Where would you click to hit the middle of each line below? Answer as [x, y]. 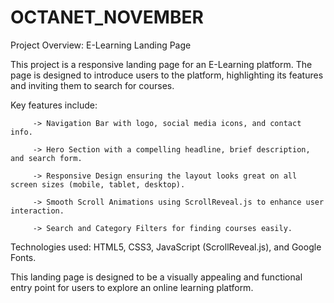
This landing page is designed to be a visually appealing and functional [156, 277]
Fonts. [23, 257]
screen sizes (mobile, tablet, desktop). [98, 184]
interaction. [37, 211]
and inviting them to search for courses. [92, 85]
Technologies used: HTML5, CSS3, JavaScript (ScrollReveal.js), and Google [166, 247]
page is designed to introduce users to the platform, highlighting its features [167, 75]
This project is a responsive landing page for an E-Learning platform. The [161, 64]
